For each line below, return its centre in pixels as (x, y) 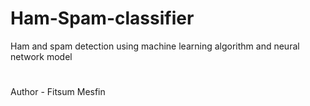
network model (41, 56)
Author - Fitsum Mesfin (58, 92)
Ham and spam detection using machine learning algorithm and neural (155, 46)
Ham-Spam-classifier (102, 18)
